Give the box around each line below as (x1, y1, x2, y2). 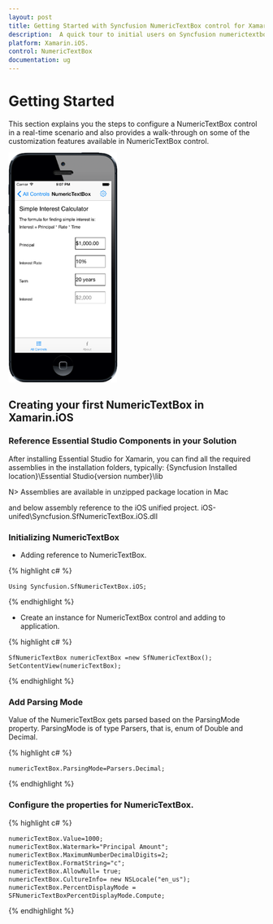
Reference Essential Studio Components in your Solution (8, 435, 237, 447)
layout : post (8, 13, 53, 21)
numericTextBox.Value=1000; (8, 835, 104, 843)
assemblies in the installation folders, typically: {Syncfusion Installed (8, 462, 237, 472)
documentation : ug (8, 56, 71, 64)
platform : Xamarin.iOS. (8, 39, 89, 47)
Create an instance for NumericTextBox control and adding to (19, 612, 226, 622)
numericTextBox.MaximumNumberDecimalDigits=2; (8, 851, 169, 859)
